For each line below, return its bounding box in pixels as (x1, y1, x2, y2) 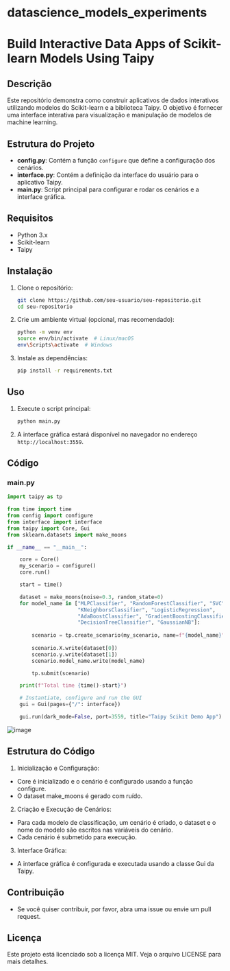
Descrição (7, 78, 52, 90)
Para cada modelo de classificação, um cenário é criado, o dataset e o (16, 818, 216, 826)
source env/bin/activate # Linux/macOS (16, 335, 134, 342)
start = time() (19, 581, 63, 588)
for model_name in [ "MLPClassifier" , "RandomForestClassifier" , (19, 600, 207, 607)
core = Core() (19, 556, 60, 563)
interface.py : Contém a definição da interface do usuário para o (16, 171, 199, 179)
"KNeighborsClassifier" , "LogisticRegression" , (77, 606, 216, 613)
